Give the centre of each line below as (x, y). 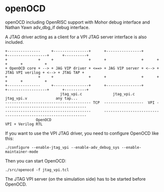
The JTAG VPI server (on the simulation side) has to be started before (75, 179)
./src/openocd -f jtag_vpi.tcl (37, 170)
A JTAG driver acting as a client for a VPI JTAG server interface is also (76, 37)
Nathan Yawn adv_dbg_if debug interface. (47, 27)
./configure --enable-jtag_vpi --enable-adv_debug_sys (62, 147)
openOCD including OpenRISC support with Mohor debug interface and (78, 22)
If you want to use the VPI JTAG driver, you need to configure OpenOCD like (82, 133)
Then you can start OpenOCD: (36, 161)
